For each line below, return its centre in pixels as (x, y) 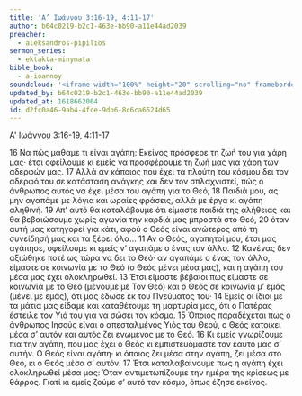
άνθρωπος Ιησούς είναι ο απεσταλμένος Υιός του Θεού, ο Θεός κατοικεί (145, 325)
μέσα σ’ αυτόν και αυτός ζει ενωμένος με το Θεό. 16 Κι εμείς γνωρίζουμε (146, 335)
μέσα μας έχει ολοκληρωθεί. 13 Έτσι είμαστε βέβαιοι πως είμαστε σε (139, 277)
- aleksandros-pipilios (62, 43)
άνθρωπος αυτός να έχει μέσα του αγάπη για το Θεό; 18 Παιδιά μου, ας (144, 191)
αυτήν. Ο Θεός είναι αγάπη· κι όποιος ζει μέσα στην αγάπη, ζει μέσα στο (146, 354)
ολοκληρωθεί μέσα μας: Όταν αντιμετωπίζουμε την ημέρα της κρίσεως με (149, 373)
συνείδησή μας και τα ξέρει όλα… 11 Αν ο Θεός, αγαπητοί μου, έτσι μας (143, 238)
